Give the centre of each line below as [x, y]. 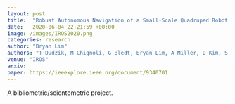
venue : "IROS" [28, 60]
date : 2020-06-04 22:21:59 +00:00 [61, 27]
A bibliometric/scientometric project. [61, 93]
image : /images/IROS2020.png [50, 33]
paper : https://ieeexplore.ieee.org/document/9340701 [88, 72]
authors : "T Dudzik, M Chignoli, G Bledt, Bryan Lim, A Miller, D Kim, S [118, 53]
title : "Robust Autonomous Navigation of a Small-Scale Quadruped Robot [118, 20]
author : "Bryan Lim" [38, 46]
